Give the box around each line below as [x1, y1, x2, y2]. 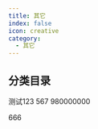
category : [8, 34, 42, 43]
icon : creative [8, 27, 59, 35]
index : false [8, 19, 52, 27]
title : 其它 [8, 11, 46, 20]
